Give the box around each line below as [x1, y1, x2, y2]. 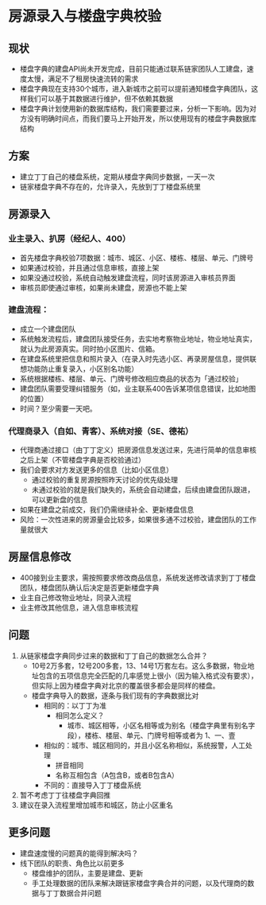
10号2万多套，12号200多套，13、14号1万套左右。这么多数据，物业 [31, 661, 248, 670]
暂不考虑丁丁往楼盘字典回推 [19, 790, 111, 800]
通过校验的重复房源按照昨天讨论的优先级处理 [31, 475, 179, 485]
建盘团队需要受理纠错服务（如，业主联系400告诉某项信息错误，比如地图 [19, 384, 256, 393]
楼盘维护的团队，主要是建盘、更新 [31, 868, 144, 878]
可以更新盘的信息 [31, 495, 88, 505]
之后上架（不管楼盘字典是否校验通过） [19, 455, 145, 465]
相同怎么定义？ [55, 710, 105, 720]
